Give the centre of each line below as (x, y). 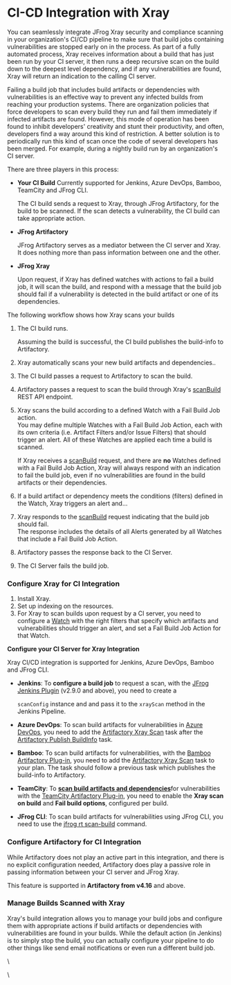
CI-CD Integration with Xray (89, 13)
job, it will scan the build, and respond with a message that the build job (119, 286)
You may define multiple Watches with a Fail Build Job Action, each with (120, 425)
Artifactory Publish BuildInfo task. (65, 740)
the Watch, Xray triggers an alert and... (72, 503)
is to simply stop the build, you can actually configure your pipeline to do (111, 940)
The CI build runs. (43, 328)
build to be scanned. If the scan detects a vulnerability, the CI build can (118, 211)
